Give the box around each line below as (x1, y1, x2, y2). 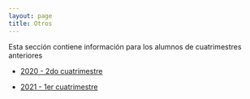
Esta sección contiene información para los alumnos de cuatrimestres (8, 41, 242, 51)
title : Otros (8, 19, 53, 28)
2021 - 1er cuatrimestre (19, 82, 98, 92)
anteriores (8, 50, 43, 60)
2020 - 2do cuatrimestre (19, 66, 103, 75)
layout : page (8, 11, 53, 20)
